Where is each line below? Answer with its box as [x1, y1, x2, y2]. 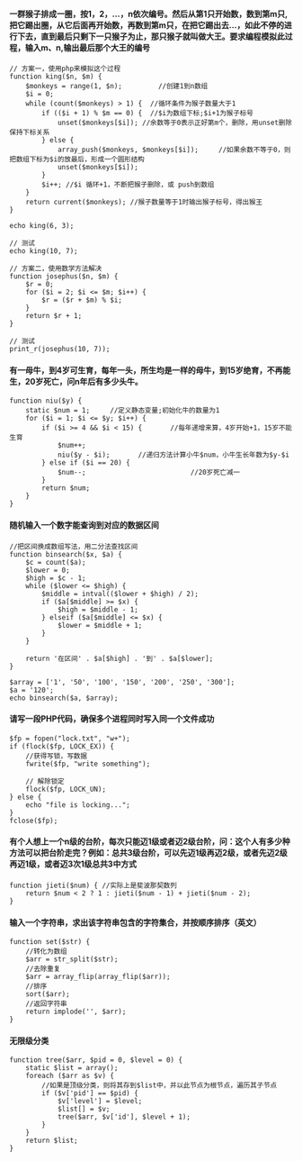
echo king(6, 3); [9, 222, 75, 231]
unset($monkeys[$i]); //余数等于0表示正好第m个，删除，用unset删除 [57, 118, 292, 128]
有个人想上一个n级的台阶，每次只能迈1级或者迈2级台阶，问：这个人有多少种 [9, 836, 290, 847]
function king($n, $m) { [9, 72, 102, 81]
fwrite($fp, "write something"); [25, 759, 151, 768]
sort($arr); [25, 990, 70, 999]
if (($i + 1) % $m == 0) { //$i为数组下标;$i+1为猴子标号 [41, 109, 253, 118]
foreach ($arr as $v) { [25, 1072, 115, 1081]
